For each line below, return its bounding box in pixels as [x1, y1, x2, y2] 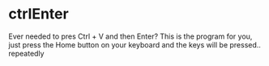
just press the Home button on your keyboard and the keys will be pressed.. [8, 39, 262, 49]
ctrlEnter [8, 5, 69, 23]
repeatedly [8, 48, 45, 58]
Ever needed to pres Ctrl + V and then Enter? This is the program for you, [8, 31, 253, 41]
